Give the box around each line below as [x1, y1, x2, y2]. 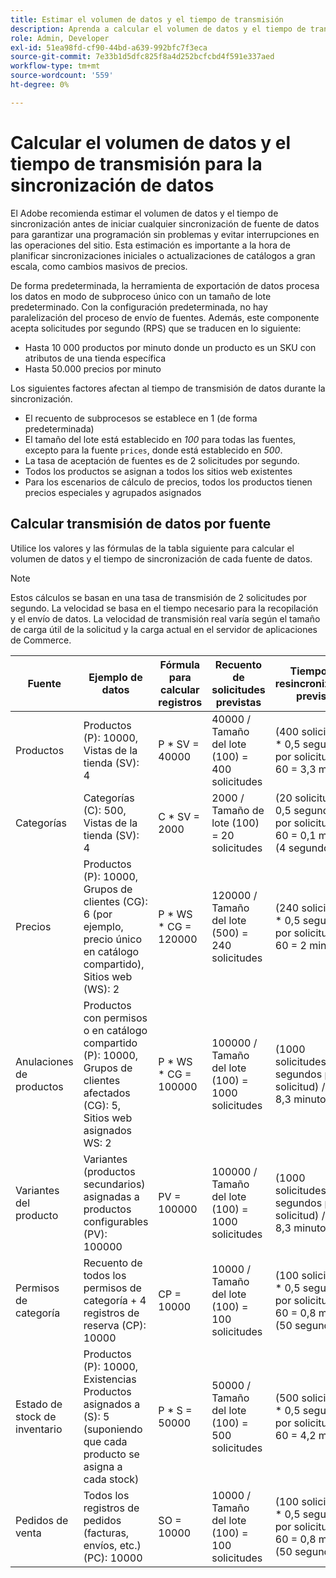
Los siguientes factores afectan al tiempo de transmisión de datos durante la [10, 382, 326, 394]
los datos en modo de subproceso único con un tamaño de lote [10, 290, 272, 302]
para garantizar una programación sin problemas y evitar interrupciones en [10, 228, 320, 240]
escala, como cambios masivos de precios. [10, 260, 188, 272]
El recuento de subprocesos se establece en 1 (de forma [24, 412, 258, 424]
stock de [15, 1409, 57, 1423]
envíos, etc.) [83, 1538, 142, 1552]
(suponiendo [83, 1422, 143, 1436]
